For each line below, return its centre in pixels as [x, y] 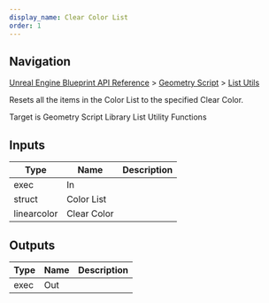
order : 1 [25, 26]
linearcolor [36, 214]
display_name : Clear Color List [69, 17]
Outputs [32, 245]
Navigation [40, 62]
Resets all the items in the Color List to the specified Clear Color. [127, 100]
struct [26, 199]
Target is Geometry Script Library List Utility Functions [108, 117]
